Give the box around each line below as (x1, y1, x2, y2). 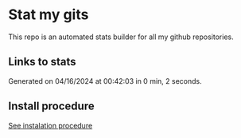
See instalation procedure (8, 120, 93, 130)
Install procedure (8, 100, 95, 113)
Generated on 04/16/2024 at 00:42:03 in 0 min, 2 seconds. (8, 76, 202, 85)
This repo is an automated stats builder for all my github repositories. (8, 32, 234, 41)
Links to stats (8, 55, 76, 69)
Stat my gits (8, 6, 89, 24)
